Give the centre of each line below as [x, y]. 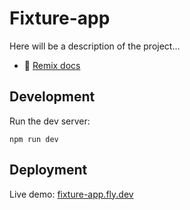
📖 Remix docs [52, 65]
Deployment [48, 170]
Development [52, 97]
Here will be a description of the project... [95, 46]
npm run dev [34, 139]
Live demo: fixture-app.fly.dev [71, 194]
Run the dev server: [50, 121]
